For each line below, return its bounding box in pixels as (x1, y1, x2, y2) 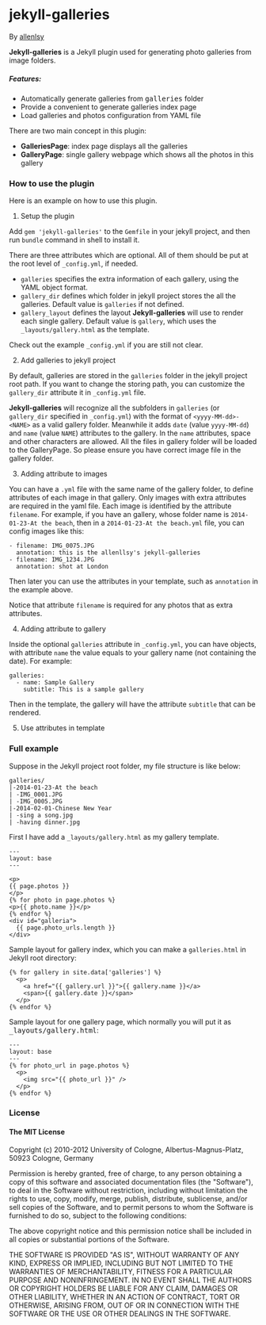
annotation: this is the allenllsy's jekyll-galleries (16, 549, 201, 557)
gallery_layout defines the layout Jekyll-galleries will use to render (20, 308, 244, 318)
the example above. (9, 585, 74, 595)
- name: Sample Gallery (16, 679, 94, 687)
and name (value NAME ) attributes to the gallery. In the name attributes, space (9, 428, 252, 438)
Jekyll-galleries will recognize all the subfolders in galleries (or (9, 403, 220, 413)
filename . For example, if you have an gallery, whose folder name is (9, 510, 230, 519)
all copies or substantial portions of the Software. (9, 1235, 169, 1244)
